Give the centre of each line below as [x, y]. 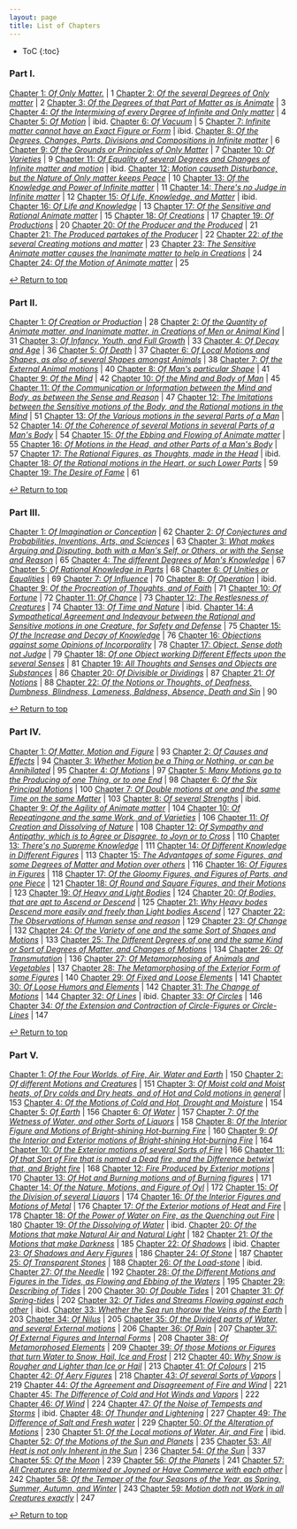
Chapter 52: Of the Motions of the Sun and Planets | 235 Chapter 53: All [140, 1441]
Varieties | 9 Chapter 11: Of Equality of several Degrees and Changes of [140, 159]
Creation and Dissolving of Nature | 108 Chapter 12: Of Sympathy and [136, 827]
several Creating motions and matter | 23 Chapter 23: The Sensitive [133, 244]
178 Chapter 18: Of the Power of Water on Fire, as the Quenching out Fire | [145, 1215]
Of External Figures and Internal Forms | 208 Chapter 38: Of [119, 1338]
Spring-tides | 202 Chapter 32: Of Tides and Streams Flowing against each [147, 1300]
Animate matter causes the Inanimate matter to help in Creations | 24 [136, 252]
